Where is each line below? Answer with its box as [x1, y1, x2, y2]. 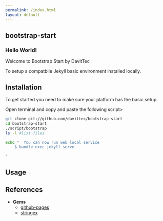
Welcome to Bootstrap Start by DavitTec [5, 58, 90, 64]
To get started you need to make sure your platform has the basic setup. [5, 97, 158, 102]
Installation [5, 83, 42, 92]
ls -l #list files [5, 130, 45, 136]
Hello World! [5, 47, 37, 54]
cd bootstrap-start [5, 121, 47, 126]
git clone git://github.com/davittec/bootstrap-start [5, 116, 123, 121]
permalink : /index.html [5, 7, 56, 13]
